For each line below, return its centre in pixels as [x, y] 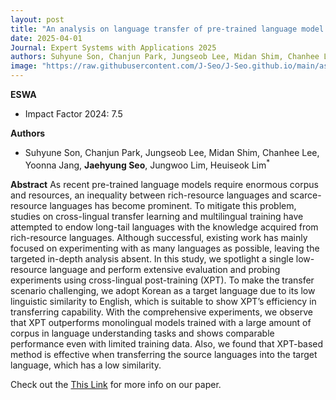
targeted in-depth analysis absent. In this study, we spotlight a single [152, 258]
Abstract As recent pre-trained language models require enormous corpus [164, 184]
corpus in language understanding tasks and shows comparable [142, 333]
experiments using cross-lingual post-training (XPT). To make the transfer [162, 280]
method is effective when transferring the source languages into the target [164, 354]
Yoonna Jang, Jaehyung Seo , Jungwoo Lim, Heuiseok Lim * [147, 164]
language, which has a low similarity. [86, 365]
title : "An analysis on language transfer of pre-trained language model [167, 29]
